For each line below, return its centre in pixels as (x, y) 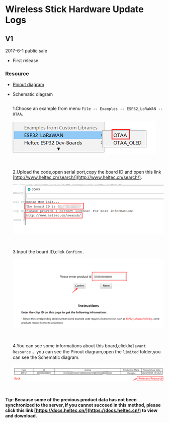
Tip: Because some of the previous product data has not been (71, 399)
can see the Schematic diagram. (46, 357)
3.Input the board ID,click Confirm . (48, 252)
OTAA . (18, 114)
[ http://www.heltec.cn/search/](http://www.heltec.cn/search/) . (77, 177)
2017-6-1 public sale (26, 51)
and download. (21, 415)
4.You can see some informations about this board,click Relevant (79, 346)
